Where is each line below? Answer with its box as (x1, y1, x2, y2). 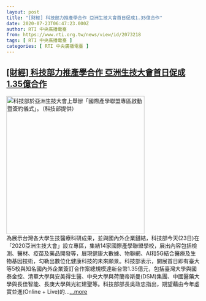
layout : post (6, 9, 40, 15)
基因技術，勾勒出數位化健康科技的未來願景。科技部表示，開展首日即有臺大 (11, 257, 200, 264)
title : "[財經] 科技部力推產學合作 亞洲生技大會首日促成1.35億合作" (6, 15, 163, 21)
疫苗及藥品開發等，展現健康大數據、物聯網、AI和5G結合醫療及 (32, 250, 191, 257)
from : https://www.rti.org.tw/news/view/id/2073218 (6, 32, 141, 38)
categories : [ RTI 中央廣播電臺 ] (6, 44, 89, 50)
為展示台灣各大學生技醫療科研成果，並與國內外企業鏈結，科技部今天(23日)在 (6, 234, 200, 242)
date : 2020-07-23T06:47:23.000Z (6, 20, 89, 26)
